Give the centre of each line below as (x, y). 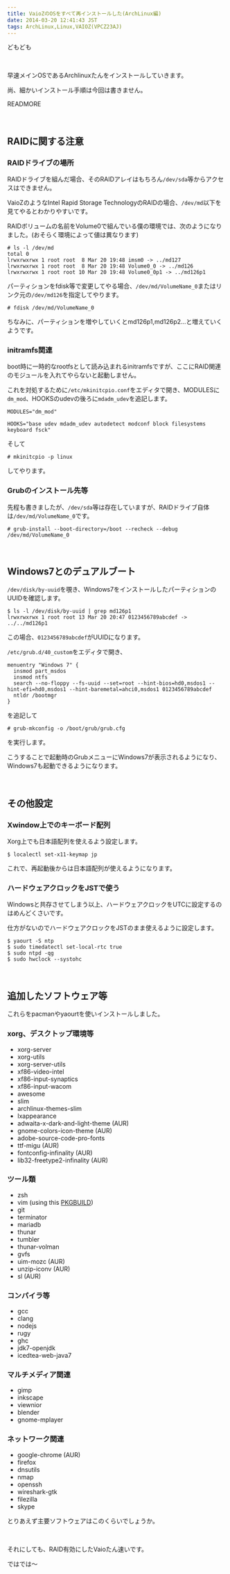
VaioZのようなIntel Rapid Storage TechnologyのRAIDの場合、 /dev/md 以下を (114, 203)
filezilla (27, 1499)
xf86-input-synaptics (47, 1079)
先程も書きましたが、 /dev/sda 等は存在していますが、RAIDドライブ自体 (108, 507)
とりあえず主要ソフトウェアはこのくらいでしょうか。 (83, 1520)
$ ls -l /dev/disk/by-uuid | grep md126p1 (69, 611)
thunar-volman (38, 1247)
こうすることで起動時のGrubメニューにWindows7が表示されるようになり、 (114, 757)
